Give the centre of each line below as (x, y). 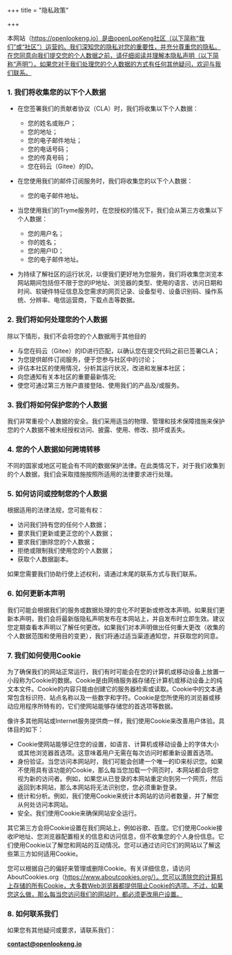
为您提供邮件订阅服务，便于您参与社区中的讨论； (87, 359)
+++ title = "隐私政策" (38, 10)
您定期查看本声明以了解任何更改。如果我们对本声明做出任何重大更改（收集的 (116, 627)
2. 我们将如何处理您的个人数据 (57, 319)
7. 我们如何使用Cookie (44, 656)
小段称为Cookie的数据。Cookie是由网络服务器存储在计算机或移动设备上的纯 (115, 680)
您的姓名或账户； (52, 124)
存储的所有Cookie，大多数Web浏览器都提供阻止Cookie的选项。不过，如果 (118, 886)
